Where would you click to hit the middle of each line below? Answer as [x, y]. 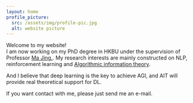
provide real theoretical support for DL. [54, 82]
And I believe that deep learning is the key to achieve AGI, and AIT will [92, 76]
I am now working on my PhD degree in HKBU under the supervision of [93, 52]
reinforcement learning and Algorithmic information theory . [78, 64]
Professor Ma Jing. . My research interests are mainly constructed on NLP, [97, 58]
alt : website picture [38, 28]
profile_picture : [28, 17]
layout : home [22, 12]
